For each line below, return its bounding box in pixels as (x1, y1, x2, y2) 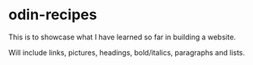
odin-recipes (8, 6, 97, 24)
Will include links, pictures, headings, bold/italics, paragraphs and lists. (8, 47, 246, 57)
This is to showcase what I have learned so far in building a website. (8, 32, 237, 42)
